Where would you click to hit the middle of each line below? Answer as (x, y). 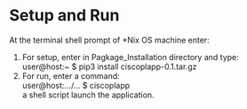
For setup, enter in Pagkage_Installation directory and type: (131, 57)
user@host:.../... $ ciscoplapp (76, 85)
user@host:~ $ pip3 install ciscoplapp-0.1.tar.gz (109, 66)
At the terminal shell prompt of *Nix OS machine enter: (110, 40)
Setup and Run (64, 16)
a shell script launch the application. (88, 95)
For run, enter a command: (71, 75)
